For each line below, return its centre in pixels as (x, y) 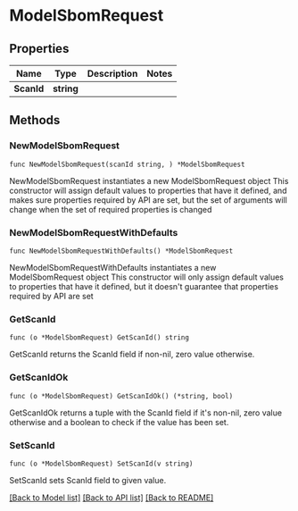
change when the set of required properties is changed (111, 209)
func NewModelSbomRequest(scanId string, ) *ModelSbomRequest (127, 164)
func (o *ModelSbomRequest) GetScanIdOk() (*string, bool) (121, 396)
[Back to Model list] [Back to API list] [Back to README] (112, 498)
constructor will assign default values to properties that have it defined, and (148, 190)
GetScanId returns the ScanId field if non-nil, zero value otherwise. (132, 355)
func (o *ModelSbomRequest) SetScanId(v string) (101, 464)
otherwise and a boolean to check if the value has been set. (119, 422)
